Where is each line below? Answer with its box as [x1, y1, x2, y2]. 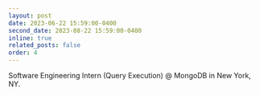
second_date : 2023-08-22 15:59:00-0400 [8, 26, 142, 34]
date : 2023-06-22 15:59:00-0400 [8, 19, 117, 27]
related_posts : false [8, 42, 81, 49]
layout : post [8, 11, 52, 20]
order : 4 [8, 49, 38, 57]
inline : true [8, 34, 52, 42]
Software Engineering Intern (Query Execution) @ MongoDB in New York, [8, 71, 252, 80]
